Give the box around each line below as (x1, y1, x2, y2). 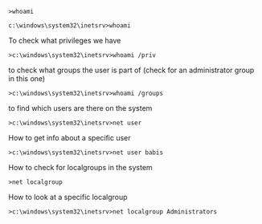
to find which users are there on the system (8, 104, 153, 112)
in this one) (8, 74, 46, 83)
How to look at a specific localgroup (8, 193, 128, 202)
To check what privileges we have (8, 36, 121, 45)
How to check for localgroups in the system (8, 163, 153, 172)
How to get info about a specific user (8, 133, 131, 142)
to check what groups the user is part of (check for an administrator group (8, 65, 255, 75)
